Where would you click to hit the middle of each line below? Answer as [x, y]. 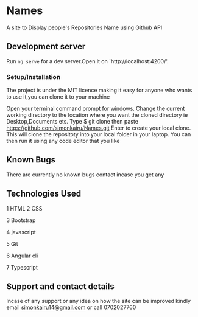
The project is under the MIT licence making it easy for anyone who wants [99, 90]
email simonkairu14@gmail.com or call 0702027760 [71, 307]
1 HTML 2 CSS [24, 208]
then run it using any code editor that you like [63, 141]
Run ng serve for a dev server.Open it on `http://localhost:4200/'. [87, 61]
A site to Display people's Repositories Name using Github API [84, 27]
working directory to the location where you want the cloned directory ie [97, 115]
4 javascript [21, 232]
